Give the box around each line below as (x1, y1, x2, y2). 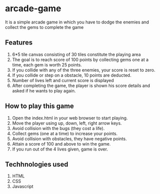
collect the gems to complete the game (5, 24, 84, 30)
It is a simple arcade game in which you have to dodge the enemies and (5, 19, 149, 25)
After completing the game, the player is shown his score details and (12, 83, 150, 88)
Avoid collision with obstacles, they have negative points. (12, 135, 127, 142)
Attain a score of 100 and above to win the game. (12, 141, 111, 147)
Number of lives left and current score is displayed (12, 77, 114, 83)
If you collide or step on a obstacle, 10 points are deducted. (12, 72, 132, 78)
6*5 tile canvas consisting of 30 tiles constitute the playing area (12, 51, 141, 57)
